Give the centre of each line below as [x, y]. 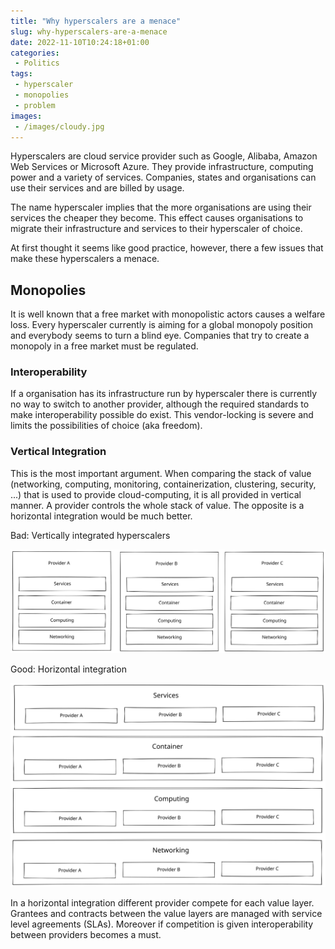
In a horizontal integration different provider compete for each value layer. [162, 903]
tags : [21, 74]
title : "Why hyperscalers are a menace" [96, 21]
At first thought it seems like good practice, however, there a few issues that [167, 248]
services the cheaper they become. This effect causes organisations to [157, 218]
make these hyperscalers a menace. [85, 259]
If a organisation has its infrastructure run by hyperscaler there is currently [164, 394]
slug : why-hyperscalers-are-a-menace [89, 31]
